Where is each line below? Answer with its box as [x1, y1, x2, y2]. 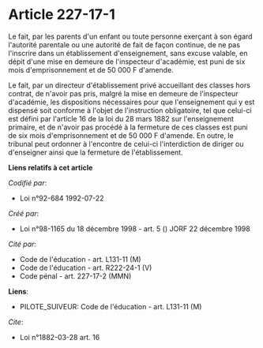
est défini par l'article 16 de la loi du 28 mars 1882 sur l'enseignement [8, 114, 235, 123]
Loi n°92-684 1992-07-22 [19, 193, 104, 203]
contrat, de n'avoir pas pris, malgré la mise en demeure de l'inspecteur [8, 88, 239, 98]
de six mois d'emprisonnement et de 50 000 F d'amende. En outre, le [8, 130, 235, 140]
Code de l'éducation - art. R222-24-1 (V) [19, 263, 152, 272]
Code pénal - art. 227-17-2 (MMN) [19, 271, 132, 281]
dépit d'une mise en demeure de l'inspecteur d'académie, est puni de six [8, 57, 246, 66]
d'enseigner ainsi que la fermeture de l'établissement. [8, 148, 183, 157]
